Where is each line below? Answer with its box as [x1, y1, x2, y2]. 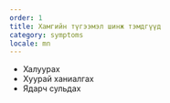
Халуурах [22, 64, 61, 75]
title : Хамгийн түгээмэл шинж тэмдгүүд [9, 22, 162, 31]
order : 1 [9, 13, 43, 23]
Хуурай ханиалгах [22, 74, 94, 85]
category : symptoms [9, 30, 84, 39]
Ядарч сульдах [22, 83, 81, 94]
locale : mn [9, 38, 51, 48]
